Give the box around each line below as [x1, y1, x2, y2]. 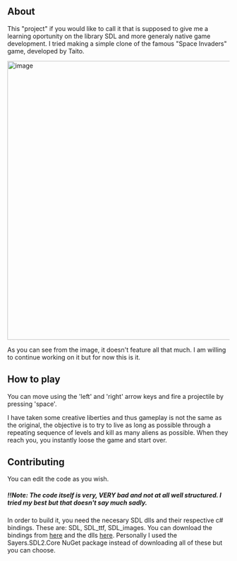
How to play [7, 374, 61, 386]
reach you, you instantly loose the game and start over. [7, 436, 167, 444]
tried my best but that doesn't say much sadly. [7, 498, 148, 507]
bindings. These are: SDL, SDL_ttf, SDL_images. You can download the [7, 524, 213, 532]
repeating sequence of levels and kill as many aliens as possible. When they [7, 428, 229, 436]
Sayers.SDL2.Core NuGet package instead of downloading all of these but [7, 538, 223, 547]
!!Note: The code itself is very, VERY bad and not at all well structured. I [7, 491, 222, 500]
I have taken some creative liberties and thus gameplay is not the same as [7, 413, 222, 421]
